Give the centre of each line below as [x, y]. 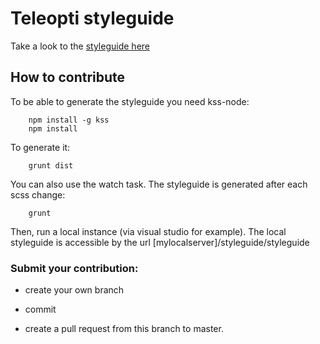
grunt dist [51, 165]
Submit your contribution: [74, 268]
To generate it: [40, 147]
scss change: [38, 194]
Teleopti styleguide [92, 18]
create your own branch [74, 290]
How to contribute [68, 77]
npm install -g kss [69, 120]
